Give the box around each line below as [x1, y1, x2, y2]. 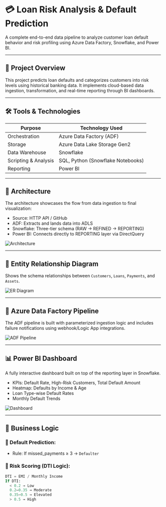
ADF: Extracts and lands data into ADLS [12, 220, 93, 226]
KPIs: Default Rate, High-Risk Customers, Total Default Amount [12, 380, 141, 385]
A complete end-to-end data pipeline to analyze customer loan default [5, 34, 149, 40]
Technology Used [80, 125, 123, 131]
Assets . [5, 278, 20, 284]
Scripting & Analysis [7, 157, 54, 164]
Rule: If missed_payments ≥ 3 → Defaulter [12, 450, 99, 456]
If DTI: [5, 478, 21, 484]
